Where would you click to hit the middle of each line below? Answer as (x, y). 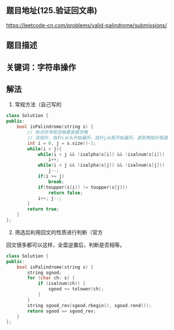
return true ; (43, 209)
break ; (56, 182)
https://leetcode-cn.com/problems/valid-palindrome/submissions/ (86, 25)
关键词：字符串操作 (41, 67)
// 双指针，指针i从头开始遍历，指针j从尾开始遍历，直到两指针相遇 (98, 138)
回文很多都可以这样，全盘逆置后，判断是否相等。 (65, 245)
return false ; (65, 193)
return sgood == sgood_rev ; (62, 311)
